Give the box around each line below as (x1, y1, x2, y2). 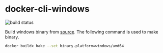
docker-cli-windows (5, 3, 90, 15)
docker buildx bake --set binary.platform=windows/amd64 (5, 43, 124, 48)
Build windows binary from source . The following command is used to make (5, 29, 159, 35)
